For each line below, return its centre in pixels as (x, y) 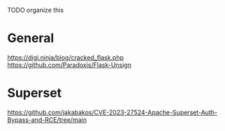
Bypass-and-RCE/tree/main (47, 120)
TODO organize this (36, 10)
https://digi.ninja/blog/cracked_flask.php (66, 57)
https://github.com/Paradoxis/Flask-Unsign (69, 65)
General (31, 38)
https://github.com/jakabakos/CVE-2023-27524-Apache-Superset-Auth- (112, 112)
